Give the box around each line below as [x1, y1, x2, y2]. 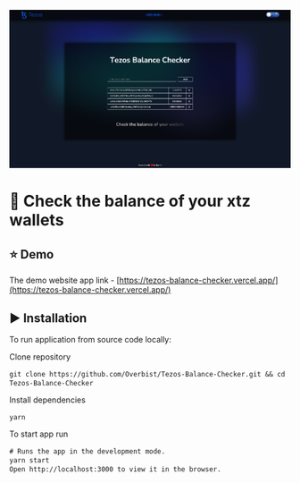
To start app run [9, 428, 69, 439]
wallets [9, 210, 64, 231]
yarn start [9, 456, 50, 465]
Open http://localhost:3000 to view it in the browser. [9, 465, 221, 474]
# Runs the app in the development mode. [9, 447, 166, 456]
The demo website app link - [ [9, 275, 121, 286]
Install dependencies [9, 394, 87, 405]
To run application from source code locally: [9, 335, 172, 345]
